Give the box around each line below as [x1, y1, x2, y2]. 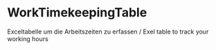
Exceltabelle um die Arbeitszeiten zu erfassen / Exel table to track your [7, 27, 209, 36]
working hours [7, 34, 48, 42]
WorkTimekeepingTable [7, 5, 147, 21]
